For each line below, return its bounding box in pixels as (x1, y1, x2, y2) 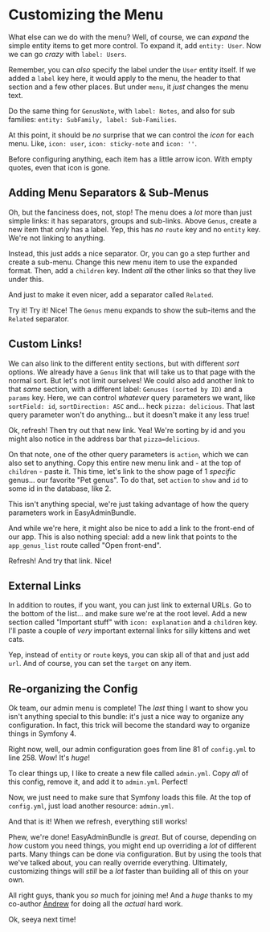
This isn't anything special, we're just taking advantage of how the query (8, 499, 249, 509)
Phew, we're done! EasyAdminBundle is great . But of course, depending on (8, 832, 257, 842)
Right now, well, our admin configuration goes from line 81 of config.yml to (8, 745, 256, 754)
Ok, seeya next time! (8, 914, 76, 925)
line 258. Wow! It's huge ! (8, 753, 91, 762)
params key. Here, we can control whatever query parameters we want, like (8, 392, 256, 403)
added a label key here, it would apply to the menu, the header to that (8, 73, 241, 83)
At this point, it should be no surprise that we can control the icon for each (8, 130, 255, 140)
